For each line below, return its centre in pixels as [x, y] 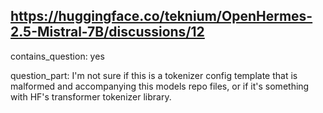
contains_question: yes [57, 56]
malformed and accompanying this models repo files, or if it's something [160, 86]
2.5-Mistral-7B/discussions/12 [107, 32]
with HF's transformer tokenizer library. [91, 96]
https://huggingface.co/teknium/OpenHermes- [161, 16]
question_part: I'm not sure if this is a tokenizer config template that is [154, 75]
